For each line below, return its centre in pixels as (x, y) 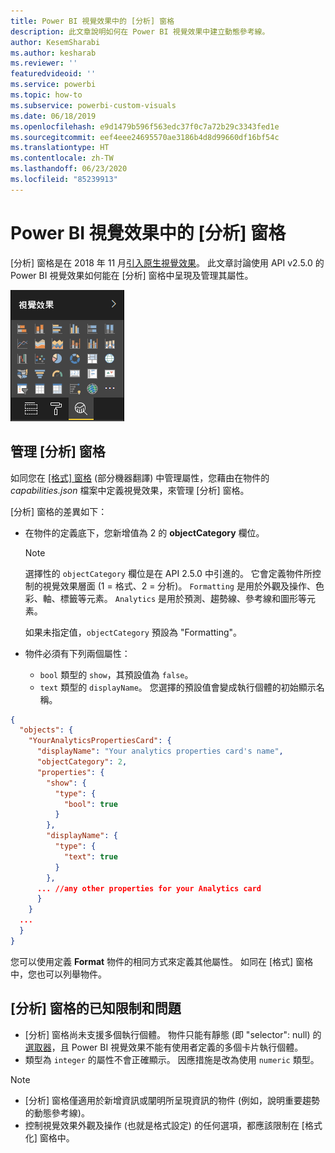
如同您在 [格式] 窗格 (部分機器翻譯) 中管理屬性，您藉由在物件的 (140, 477)
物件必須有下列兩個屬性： (77, 653)
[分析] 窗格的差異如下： (59, 511)
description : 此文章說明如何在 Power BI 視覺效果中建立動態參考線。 (140, 31)
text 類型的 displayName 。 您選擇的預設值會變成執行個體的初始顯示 (178, 687)
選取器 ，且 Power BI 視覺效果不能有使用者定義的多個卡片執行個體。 (164, 1047)
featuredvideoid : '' (53, 74)
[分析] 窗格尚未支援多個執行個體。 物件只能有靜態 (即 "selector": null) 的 (173, 1034)
